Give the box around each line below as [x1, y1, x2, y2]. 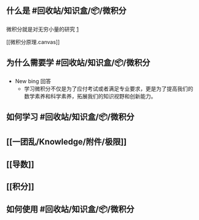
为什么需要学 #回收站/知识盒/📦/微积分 [6, 58, 151, 68]
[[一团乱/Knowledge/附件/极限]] [6, 137, 127, 147]
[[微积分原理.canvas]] [6, 38, 60, 45]
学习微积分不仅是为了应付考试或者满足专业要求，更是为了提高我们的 [24, 85, 194, 92]
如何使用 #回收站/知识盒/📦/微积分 [6, 204, 134, 214]
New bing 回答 [14, 77, 51, 84]
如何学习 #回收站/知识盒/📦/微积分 [6, 112, 134, 122]
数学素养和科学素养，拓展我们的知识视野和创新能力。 [24, 92, 157, 99]
